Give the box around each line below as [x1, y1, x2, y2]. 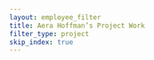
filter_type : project [9, 29, 90, 38]
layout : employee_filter [9, 12, 101, 22]
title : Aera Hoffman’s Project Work [9, 21, 145, 30]
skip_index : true [9, 37, 74, 47]
